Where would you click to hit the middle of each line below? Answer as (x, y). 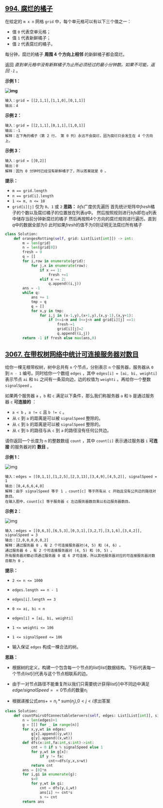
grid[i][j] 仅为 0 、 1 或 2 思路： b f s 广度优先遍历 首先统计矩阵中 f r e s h (81, 206)
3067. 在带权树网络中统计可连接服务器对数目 (72, 354)
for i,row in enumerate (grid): (54, 261)
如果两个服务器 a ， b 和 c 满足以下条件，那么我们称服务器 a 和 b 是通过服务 (80, 395)
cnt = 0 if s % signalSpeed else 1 (67, 747)
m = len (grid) (37, 243)
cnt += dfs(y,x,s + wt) (68, 761)
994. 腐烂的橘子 (29, 9)
